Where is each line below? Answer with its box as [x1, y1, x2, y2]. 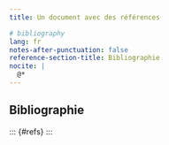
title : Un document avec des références [9, 12, 161, 22]
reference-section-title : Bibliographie [9, 54, 161, 63]
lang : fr [9, 37, 42, 46]
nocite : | [9, 62, 46, 71]
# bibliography [9, 28, 65, 38]
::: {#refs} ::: [9, 126, 53, 137]
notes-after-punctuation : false [9, 45, 128, 54]
